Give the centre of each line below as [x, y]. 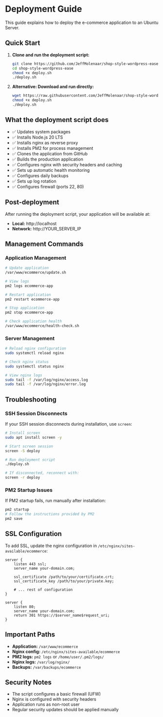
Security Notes [28, 682]
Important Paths [30, 635]
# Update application [27, 268]
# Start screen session [29, 446]
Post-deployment [32, 202]
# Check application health [34, 321]
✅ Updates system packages [41, 132]
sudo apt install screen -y [34, 437]
